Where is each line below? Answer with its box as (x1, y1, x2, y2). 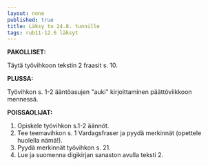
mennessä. (7, 95, 39, 104)
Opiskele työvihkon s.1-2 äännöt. (17, 121, 110, 130)
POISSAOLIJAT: (7, 108, 53, 117)
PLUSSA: (7, 75, 34, 83)
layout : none (7, 10, 45, 17)
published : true (7, 16, 54, 23)
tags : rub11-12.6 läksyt (7, 29, 79, 36)
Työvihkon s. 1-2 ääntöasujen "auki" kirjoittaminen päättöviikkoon (7, 88, 192, 96)
